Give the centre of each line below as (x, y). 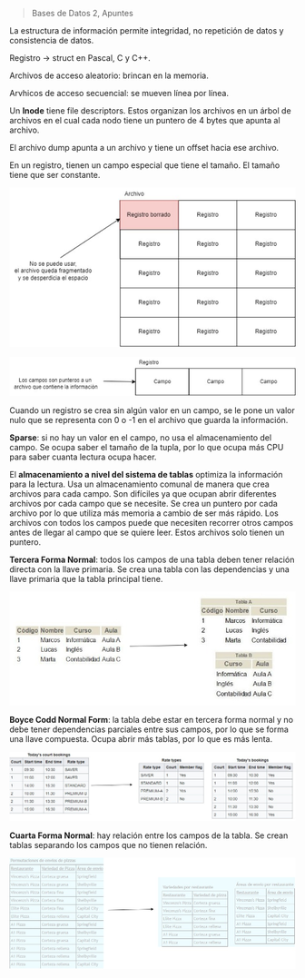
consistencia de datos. (52, 40)
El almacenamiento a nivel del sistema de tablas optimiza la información (146, 474)
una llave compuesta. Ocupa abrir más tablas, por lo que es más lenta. (141, 738)
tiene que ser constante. (55, 175)
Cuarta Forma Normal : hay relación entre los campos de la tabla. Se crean (149, 835)
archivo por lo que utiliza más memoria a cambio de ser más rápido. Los (144, 513)
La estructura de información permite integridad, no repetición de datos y (147, 30)
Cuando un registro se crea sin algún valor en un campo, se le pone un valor (152, 410)
